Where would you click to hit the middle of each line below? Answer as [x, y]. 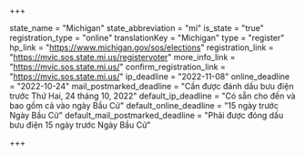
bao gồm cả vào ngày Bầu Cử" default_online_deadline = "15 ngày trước [144, 105]
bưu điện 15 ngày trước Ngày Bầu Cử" [81, 125]
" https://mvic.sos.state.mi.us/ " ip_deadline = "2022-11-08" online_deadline [149, 77]
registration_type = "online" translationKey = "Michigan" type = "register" [147, 38]
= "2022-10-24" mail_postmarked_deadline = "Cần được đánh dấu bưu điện [152, 86]
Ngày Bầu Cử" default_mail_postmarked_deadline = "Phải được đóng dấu [147, 115]
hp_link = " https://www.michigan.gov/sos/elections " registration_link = [142, 47]
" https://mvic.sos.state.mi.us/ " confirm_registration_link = [117, 67]
